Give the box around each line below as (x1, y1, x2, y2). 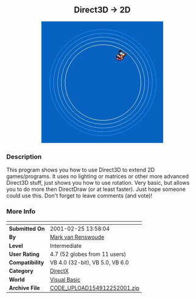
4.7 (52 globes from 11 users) (49, 250, 127, 258)
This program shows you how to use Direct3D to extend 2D (6, 167, 155, 174)
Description (6, 152, 42, 160)
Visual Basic (49, 276, 81, 283)
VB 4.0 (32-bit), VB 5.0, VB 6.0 (49, 259, 129, 266)
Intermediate (49, 242, 82, 249)
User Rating (9, 250, 40, 258)
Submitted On (9, 225, 45, 233)
